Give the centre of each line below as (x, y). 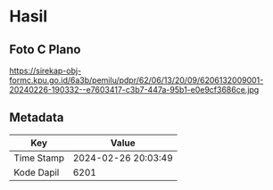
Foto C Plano (45, 50)
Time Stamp (39, 158)
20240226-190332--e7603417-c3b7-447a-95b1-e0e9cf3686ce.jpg (134, 90)
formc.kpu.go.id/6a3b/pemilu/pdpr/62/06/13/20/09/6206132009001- (136, 80)
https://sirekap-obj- (45, 70)
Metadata (37, 118)
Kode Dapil (37, 172)
